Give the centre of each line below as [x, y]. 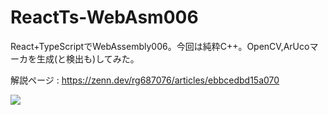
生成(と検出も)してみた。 [88, 58]
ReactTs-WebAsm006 [104, 17]
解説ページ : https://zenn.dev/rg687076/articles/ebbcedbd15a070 [145, 80]
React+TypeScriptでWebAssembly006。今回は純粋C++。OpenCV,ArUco [160, 46]
